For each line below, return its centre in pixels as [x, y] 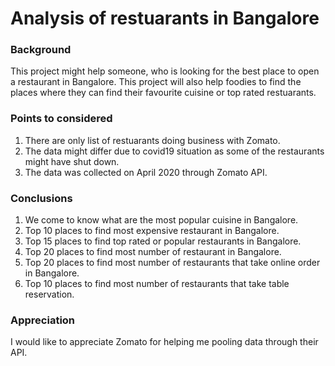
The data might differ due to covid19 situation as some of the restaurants [174, 151]
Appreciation [43, 320]
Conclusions [41, 198]
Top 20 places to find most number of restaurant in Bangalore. [153, 252]
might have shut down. [72, 161]
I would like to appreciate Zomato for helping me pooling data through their [164, 342]
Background [41, 50]
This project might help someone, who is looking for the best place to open [165, 71]
